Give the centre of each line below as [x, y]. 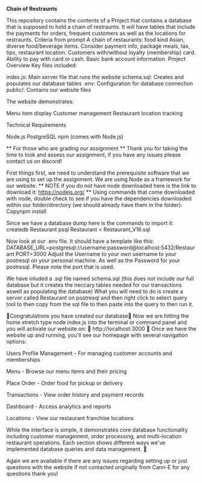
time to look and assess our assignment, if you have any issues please [93, 155]
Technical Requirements [36, 125]
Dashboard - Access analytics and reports [59, 406]
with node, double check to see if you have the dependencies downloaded [99, 198]
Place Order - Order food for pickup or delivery [65, 383]
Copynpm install [27, 211]
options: [17, 341]
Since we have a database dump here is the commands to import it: [90, 223]
